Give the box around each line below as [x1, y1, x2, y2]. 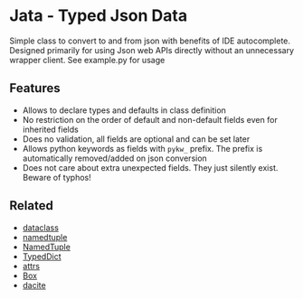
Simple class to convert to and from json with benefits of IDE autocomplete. [9, 35, 291, 46]
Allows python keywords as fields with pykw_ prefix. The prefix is [22, 143, 263, 154]
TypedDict [22, 250, 62, 262]
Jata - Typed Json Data [9, 5, 188, 26]
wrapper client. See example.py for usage [9, 54, 166, 65]
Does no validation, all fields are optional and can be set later [22, 133, 251, 145]
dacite [22, 279, 47, 290]
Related [9, 198, 54, 213]
